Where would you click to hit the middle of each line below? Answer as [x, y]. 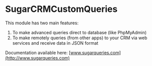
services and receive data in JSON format [55, 43]
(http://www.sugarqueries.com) [37, 58]
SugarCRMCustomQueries [62, 9]
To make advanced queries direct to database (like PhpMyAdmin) [79, 32]
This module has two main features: [42, 23]
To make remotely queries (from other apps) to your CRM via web [80, 38]
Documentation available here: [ [38, 53]
